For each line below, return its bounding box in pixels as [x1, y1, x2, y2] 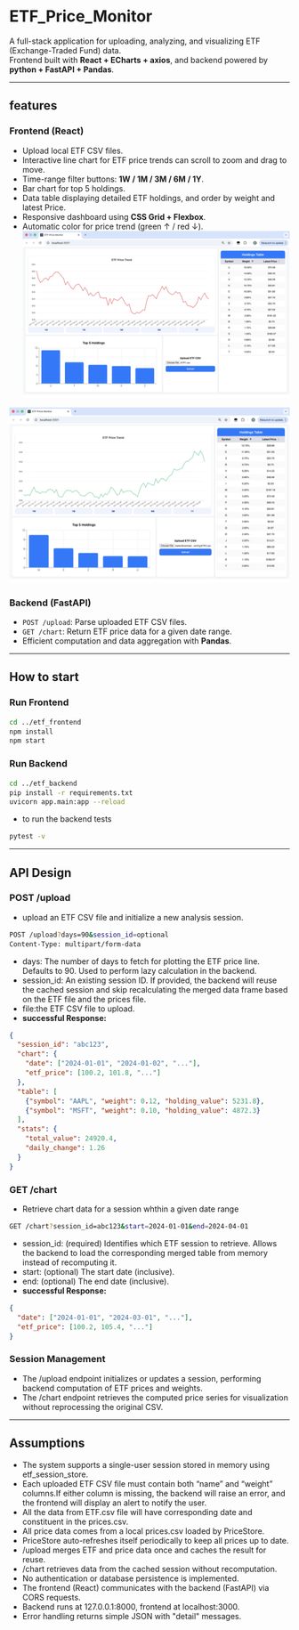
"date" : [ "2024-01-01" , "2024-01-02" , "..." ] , [25, 1059, 201, 1068]
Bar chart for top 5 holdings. [21, 182, 126, 193]
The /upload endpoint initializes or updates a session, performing [21, 1373, 262, 1383]
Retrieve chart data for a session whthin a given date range [21, 1204, 239, 1214]
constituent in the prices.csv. [21, 1516, 129, 1527]
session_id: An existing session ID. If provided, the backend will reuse [21, 975, 278, 985]
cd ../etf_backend [9, 779, 77, 788]
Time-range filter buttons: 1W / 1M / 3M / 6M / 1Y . [21, 174, 205, 184]
